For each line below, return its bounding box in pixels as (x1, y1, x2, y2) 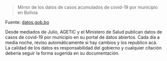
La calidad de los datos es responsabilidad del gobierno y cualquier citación (5, 45, 162, 50)
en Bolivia (17, 9, 38, 15)
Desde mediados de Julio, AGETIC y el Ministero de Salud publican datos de (5, 29, 162, 34)
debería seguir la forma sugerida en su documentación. (5, 50, 120, 56)
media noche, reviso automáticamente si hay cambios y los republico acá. (5, 39, 157, 45)
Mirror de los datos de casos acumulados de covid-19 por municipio (17, 4, 158, 10)
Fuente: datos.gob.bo (5, 19, 49, 25)
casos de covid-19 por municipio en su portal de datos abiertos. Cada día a (5, 34, 160, 40)
